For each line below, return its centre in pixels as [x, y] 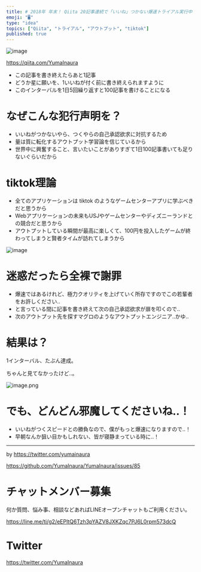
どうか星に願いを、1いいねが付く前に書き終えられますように [89, 83]
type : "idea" [22, 23]
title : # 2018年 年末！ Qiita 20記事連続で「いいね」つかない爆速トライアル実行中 [99, 12]
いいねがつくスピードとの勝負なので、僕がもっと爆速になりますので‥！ [103, 429]
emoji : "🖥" [20, 17]
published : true [26, 34]
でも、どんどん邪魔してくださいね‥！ [98, 411]
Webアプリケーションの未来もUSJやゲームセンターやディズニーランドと [104, 216]
